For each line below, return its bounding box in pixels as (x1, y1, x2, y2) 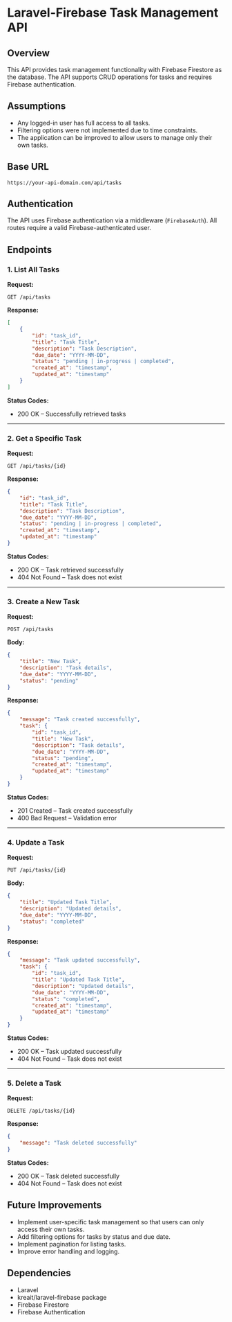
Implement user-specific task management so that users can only (17, 1217, 204, 1226)
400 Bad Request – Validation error (17, 813, 117, 822)
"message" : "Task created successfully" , (19, 716, 140, 723)
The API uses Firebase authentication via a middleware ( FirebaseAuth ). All (7, 216, 217, 224)
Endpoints (7, 244, 52, 256)
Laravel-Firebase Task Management (7, 5, 219, 21)
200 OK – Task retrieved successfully (17, 565, 124, 574)
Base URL (7, 161, 50, 173)
